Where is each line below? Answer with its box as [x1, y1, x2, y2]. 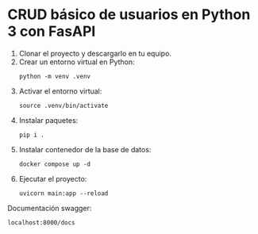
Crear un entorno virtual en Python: [18, 57, 136, 67]
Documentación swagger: [7, 203, 92, 213]
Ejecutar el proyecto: [18, 174, 87, 183]
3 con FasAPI [7, 22, 96, 40]
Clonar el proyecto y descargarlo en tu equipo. [18, 48, 172, 58]
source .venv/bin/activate [18, 102, 109, 109]
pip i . [18, 131, 44, 139]
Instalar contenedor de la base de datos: [18, 144, 152, 154]
